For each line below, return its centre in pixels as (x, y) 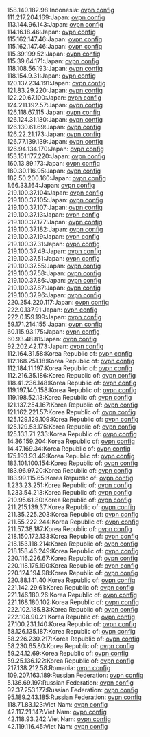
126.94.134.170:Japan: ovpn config (55, 149)
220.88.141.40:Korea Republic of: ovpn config (71, 580)
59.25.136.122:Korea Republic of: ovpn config (71, 661)
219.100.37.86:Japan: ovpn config (54, 280)
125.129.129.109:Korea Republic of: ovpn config (73, 419)
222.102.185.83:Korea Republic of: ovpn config (73, 609)
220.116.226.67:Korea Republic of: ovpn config (73, 558)
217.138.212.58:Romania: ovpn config (59, 668)
